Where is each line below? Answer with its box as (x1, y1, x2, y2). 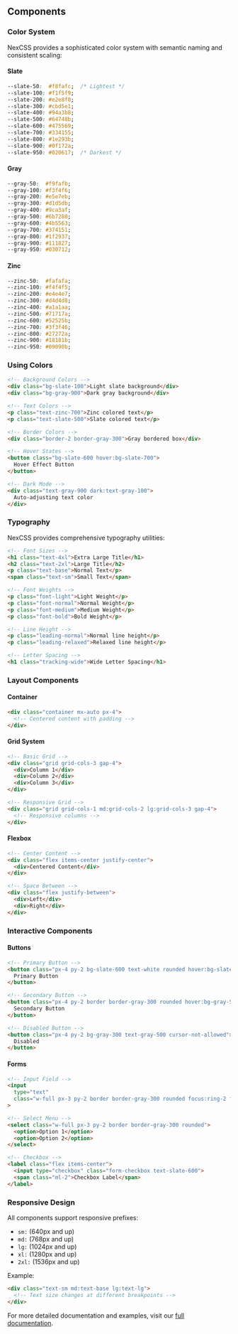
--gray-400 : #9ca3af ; (7, 206, 72, 214)
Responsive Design (7, 1197, 76, 1207)
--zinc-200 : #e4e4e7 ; (7, 291, 72, 298)
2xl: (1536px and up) (17, 1257, 80, 1266)
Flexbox (7, 834, 32, 843)
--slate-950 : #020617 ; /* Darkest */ (7, 149, 122, 156)
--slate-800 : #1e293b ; (7, 135, 74, 143)
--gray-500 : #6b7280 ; (7, 213, 72, 220)
